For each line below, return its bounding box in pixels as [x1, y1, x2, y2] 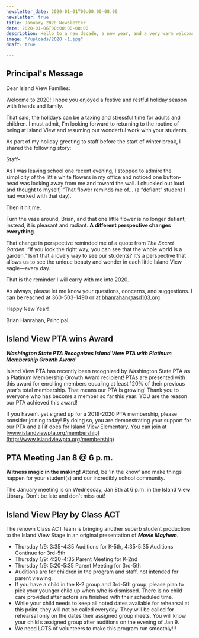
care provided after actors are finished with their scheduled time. [14, 594, 174, 601]
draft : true [6, 42, 36, 48]
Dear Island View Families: [6, 84, 70, 92]
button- [163, 173, 182, 181]
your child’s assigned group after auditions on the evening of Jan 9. [14, 618, 179, 626]
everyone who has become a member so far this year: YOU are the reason [6, 392, 188, 400]
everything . [6, 227, 36, 235]
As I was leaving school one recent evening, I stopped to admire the [6, 167, 172, 174]
